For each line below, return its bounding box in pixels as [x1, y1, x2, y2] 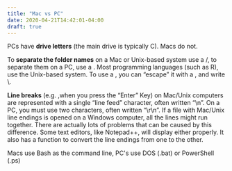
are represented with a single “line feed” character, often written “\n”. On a [7, 99, 220, 107]
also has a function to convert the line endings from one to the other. [7, 136, 204, 144]
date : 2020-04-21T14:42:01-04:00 [7, 17, 104, 24]
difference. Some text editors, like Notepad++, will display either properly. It [7, 128, 224, 136]
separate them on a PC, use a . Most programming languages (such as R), [7, 63, 219, 72]
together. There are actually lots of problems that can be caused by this [7, 121, 212, 129]
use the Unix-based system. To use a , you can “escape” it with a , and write [7, 70, 226, 79]
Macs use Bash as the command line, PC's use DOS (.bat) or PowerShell [7, 149, 215, 157]
